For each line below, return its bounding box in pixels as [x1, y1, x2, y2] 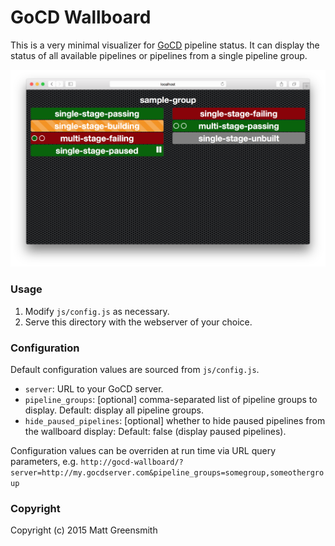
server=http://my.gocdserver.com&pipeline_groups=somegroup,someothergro [10, 468, 325, 478]
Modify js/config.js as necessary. [24, 305, 170, 317]
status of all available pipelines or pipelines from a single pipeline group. [10, 49, 308, 61]
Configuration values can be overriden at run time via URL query [10, 445, 277, 457]
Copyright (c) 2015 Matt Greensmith [10, 524, 158, 536]
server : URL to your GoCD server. [24, 383, 164, 395]
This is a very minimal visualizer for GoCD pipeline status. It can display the [10, 39, 320, 51]
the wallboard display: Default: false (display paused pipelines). [24, 426, 287, 438]
